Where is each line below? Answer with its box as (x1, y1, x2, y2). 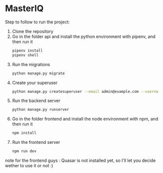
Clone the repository (12, 28, 54, 34)
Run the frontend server (12, 139, 60, 145)
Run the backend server (12, 98, 61, 104)
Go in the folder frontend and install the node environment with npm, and (12, 116, 158, 122)
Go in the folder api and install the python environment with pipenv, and (12, 34, 156, 39)
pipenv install (12, 48, 43, 53)
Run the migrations (12, 61, 50, 67)
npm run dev (12, 149, 36, 154)
